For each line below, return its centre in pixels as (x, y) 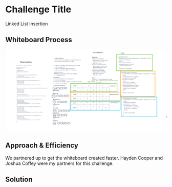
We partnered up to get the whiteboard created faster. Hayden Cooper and (84, 158)
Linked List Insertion (27, 24)
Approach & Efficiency (42, 146)
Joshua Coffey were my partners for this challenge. (59, 163)
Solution (19, 180)
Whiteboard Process (39, 40)
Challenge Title (38, 10)
